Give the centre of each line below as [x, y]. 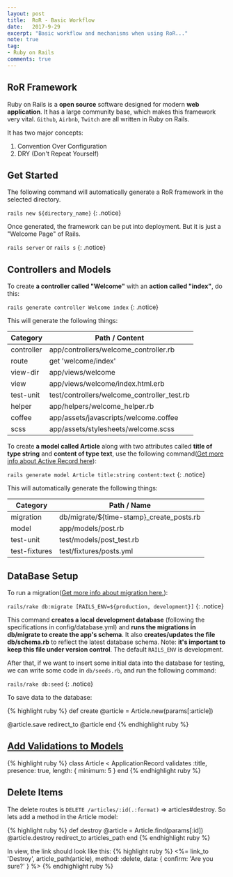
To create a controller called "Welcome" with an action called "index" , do [115, 286]
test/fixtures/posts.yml [96, 551]
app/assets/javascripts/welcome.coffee [114, 418]
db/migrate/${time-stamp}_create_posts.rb [130, 517]
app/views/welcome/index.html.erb [107, 384]
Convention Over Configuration [62, 146]
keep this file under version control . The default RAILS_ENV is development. [115, 649]
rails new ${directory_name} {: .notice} [64, 213]
